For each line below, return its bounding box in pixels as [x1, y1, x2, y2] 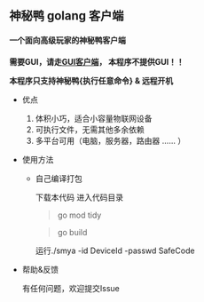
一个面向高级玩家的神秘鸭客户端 [9, 35, 126, 45]
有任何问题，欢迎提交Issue [21, 282, 120, 293]
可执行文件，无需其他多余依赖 [35, 123, 145, 135]
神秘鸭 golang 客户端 [9, 8, 124, 24]
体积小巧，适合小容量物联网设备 [35, 113, 153, 123]
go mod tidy [57, 210, 102, 220]
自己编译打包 [35, 172, 82, 184]
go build [57, 226, 88, 237]
